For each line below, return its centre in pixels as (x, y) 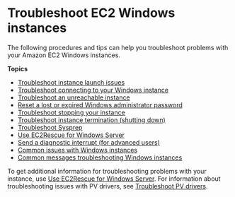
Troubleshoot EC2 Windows (91, 13)
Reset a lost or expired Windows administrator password (100, 105)
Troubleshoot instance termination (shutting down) (92, 120)
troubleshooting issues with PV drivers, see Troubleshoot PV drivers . (108, 186)
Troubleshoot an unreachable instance (74, 97)
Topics (18, 68)
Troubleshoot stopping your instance (71, 112)
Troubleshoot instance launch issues (71, 82)
